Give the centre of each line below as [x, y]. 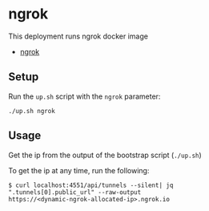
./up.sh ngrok [32, 111]
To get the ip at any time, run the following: [79, 170]
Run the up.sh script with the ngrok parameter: [84, 96]
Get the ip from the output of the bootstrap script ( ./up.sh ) [105, 155]
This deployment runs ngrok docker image [78, 36]
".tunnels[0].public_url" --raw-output [75, 192]
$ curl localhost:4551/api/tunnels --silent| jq [91, 185]
